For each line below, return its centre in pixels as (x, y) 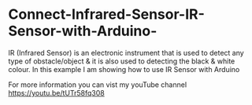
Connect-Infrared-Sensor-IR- (106, 14)
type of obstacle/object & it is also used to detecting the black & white (122, 61)
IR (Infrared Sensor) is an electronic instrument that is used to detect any (126, 52)
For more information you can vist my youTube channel (98, 85)
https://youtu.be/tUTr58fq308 (56, 92)
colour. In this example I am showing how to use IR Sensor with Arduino (124, 69)
